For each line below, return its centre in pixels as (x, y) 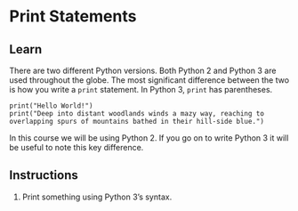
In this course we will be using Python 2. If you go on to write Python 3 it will (149, 138)
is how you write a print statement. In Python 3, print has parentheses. (141, 89)
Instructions (44, 175)
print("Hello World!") (51, 106)
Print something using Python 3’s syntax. (97, 197)
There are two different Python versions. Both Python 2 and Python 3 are (143, 70)
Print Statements (73, 16)
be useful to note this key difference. (77, 147)
